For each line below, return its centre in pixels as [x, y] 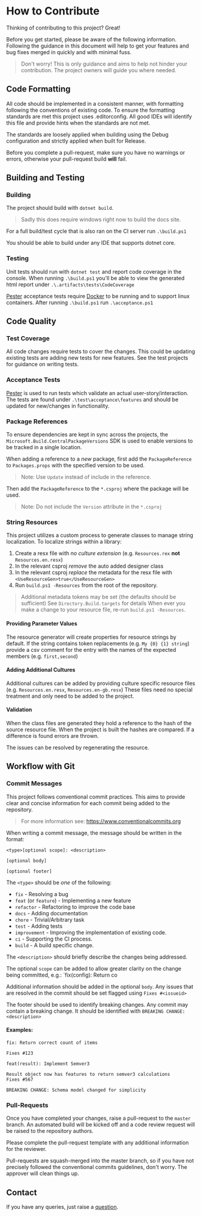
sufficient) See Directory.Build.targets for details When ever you [103, 603]
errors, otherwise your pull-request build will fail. [67, 159]
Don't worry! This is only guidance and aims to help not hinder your [104, 64]
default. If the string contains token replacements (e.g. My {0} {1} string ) [98, 643]
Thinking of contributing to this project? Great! [63, 28]
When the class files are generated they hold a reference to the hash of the [99, 723]
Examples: [19, 1030]
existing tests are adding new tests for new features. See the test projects [97, 358]
